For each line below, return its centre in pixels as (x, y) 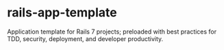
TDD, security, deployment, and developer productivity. (85, 38)
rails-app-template (62, 13)
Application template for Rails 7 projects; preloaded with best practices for (112, 32)
